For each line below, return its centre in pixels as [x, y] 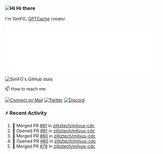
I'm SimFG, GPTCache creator [35, 19]
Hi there [26, 8]
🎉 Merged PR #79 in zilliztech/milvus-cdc [54, 146]
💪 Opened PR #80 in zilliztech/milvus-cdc [54, 141]
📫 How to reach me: [26, 89]
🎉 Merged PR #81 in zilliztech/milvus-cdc [53, 125]
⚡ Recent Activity [26, 113]
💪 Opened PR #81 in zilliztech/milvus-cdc [53, 131]
